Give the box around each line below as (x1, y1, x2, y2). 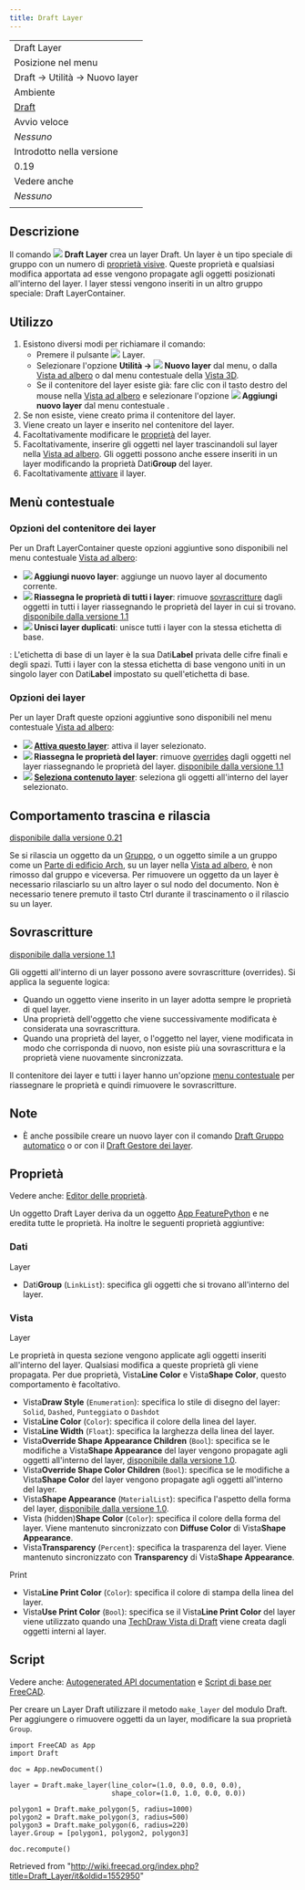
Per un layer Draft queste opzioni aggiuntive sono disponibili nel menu (9, 712, 272, 723)
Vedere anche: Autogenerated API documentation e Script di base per (9, 1676, 272, 1687)
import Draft (9, 1749, 59, 1758)
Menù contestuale (9, 494, 116, 510)
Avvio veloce (14, 115, 69, 128)
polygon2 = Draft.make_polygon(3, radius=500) (9, 1812, 189, 1822)
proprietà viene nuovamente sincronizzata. (22, 1052, 184, 1063)
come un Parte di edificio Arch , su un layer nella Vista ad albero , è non (9, 859, 273, 871)
